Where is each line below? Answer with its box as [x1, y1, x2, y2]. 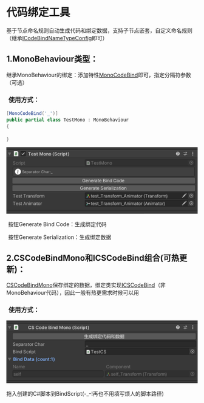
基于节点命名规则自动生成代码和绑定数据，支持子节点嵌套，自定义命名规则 [6, 27, 192, 34]
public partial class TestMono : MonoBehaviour [6, 117, 129, 123]
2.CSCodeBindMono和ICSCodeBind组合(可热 [6, 253, 180, 263]
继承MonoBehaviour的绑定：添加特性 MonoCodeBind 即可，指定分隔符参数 [6, 71, 191, 78]
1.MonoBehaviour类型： [6, 54, 98, 64]
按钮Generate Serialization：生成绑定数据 [8, 233, 112, 241]
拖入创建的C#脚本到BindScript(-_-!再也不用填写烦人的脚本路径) [6, 390, 164, 398]
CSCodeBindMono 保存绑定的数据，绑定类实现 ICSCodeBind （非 [6, 281, 166, 289]
